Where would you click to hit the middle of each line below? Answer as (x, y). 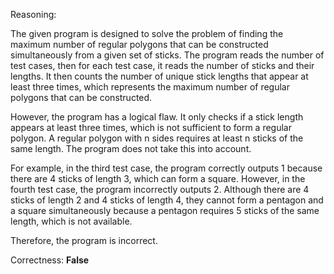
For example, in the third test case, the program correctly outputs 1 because (166, 168)
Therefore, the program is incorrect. (84, 240)
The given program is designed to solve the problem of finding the (147, 33)
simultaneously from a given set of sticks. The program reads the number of (167, 55)
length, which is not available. (71, 221)
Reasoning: (33, 14)
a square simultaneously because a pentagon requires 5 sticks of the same (165, 210)
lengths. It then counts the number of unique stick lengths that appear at (159, 76)
